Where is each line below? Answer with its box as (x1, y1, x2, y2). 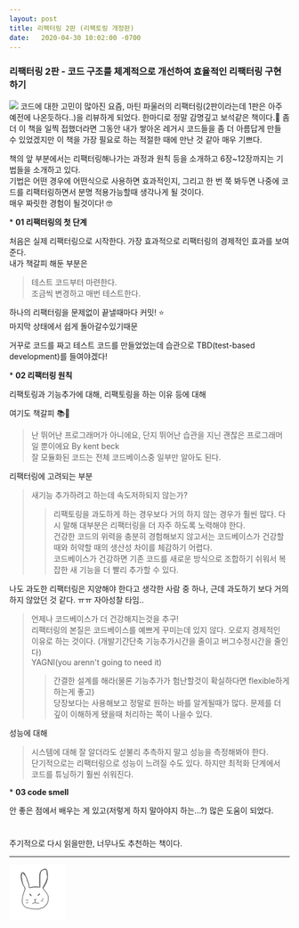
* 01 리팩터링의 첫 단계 (9, 217, 87, 227)
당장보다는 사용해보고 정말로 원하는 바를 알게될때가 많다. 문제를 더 (53, 697, 282, 708)
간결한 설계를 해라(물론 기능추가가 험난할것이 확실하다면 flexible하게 (53, 675, 290, 686)
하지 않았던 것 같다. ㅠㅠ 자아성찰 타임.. (9, 594, 144, 605)
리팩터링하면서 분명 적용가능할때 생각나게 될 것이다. (25, 186, 205, 197)
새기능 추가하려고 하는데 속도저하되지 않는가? (30, 489, 189, 500)
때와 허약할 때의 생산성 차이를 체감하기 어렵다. (53, 542, 213, 553)
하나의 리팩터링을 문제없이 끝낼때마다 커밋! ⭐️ (9, 307, 165, 317)
